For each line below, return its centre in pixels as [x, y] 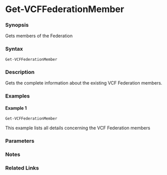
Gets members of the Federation [39, 36]
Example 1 [16, 108]
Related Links [22, 168]
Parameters [20, 141]
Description [20, 72]
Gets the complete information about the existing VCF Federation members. [84, 83]
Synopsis [17, 25]
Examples [18, 96]
